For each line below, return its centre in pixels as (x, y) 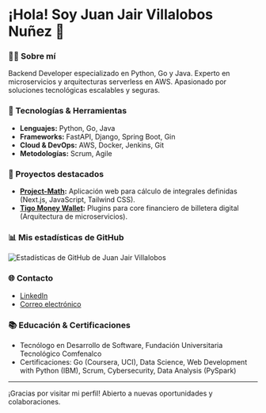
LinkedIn (34, 296)
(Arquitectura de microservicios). (74, 216)
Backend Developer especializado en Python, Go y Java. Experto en (119, 74)
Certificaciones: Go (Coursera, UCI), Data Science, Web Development (133, 361)
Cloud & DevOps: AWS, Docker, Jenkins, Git (92, 145)
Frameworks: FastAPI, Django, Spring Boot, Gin (97, 136)
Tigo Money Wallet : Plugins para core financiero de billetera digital (129, 208)
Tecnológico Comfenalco (61, 354)
